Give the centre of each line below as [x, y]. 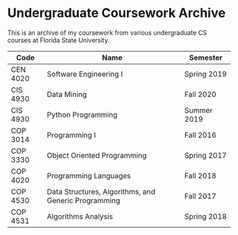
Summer [199, 110]
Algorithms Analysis [80, 216]
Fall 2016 [200, 134]
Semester [206, 57]
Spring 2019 [206, 74]
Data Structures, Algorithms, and [101, 191]
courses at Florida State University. [58, 40]
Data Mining [67, 94]
